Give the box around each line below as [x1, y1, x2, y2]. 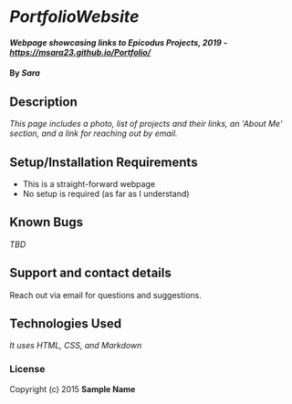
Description [9, 94, 78, 109]
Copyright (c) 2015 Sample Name [9, 383, 136, 394]
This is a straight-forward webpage [22, 179, 156, 189]
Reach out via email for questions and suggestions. [9, 289, 203, 300]
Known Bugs [9, 214, 84, 230]
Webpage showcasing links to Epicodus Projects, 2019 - [9, 36, 228, 47]
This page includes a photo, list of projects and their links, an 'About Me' [9, 119, 283, 129]
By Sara [9, 67, 41, 78]
